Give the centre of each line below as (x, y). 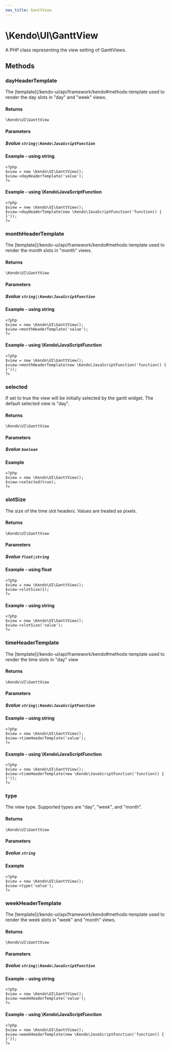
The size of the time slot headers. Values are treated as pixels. (71, 511)
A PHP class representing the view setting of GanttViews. (66, 50)
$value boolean (22, 449)
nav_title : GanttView (28, 10)
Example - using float (29, 570)
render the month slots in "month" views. (49, 251)
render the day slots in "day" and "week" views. (56, 97)
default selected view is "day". (37, 404)
